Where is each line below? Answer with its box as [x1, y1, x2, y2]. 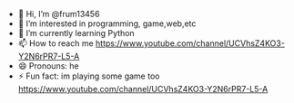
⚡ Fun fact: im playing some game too [17, 70, 160, 81]
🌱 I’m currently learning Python [17, 28, 135, 38]
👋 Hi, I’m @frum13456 [17, 9, 100, 19]
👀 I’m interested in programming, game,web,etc [17, 18, 197, 29]
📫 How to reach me [17, 38, 94, 49]
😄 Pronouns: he [17, 61, 79, 71]
